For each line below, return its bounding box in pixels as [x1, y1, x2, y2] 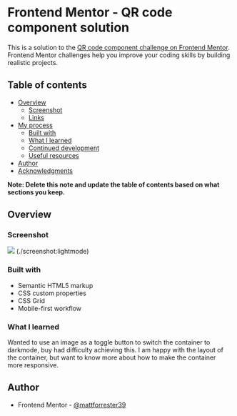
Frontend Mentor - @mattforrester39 [17, 400, 126, 409]
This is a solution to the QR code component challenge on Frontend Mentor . [7, 43, 230, 51]
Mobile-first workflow [17, 304, 82, 312]
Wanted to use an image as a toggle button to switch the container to [7, 338, 211, 347]
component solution [7, 19, 130, 36]
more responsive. [7, 361, 59, 370]
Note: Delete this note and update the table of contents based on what [7, 180, 220, 189]
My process [17, 121, 54, 129]
